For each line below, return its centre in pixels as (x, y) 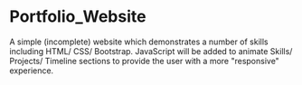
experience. (32, 71)
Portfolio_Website (78, 17)
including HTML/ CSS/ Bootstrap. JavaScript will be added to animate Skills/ (151, 51)
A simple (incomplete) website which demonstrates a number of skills (139, 42)
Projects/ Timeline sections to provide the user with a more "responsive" (145, 61)
